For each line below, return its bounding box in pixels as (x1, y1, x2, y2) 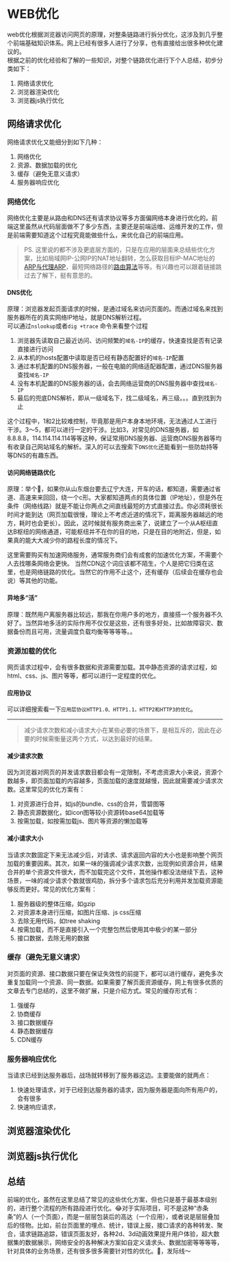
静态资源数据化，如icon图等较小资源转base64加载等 (16, 809, 165, 817)
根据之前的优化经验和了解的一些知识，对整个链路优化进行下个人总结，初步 (7, 56, 217, 64)
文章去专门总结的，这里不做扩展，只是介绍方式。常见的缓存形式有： (7, 986, 199, 995)
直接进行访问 (16, 345, 53, 353)
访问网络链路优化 (7, 468, 55, 477)
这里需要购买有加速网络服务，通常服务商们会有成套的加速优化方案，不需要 (7, 551, 217, 559)
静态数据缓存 (16, 1027, 53, 1035)
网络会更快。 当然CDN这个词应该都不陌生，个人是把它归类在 (36, 560, 208, 568)
